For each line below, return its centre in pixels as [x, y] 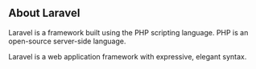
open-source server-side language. [67, 41]
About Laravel [44, 13]
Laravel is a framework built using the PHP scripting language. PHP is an [128, 32]
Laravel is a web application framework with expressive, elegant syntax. [128, 56]
